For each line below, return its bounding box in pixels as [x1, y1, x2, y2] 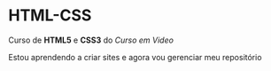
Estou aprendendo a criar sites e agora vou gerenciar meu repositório [8, 51, 262, 62]
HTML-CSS [8, 5, 92, 26]
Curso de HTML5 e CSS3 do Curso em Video [8, 35, 174, 45]
